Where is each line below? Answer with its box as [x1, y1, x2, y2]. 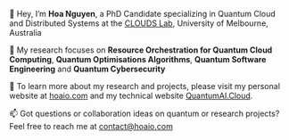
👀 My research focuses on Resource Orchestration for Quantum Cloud [9, 45, 273, 55]
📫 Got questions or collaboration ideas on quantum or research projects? [9, 108, 280, 119]
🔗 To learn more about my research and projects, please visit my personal [9, 81, 281, 91]
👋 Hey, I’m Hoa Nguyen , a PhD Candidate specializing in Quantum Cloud [9, 9, 277, 19]
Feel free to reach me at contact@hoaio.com [9, 121, 174, 131]
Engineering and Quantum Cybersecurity [9, 63, 166, 74]
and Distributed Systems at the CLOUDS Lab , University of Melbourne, [9, 18, 269, 29]
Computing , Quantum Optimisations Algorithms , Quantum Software [9, 54, 267, 64]
